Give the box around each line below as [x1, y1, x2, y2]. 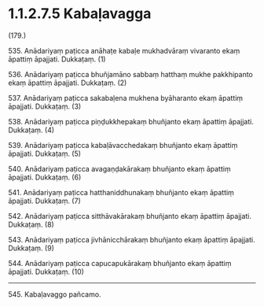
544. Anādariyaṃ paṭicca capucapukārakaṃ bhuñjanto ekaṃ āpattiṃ [8, 258, 232, 268]
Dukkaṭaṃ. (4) [8, 125, 55, 135]
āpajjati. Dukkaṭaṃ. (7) [8, 196, 81, 205]
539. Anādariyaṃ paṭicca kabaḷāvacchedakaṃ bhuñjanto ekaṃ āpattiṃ [8, 140, 238, 150]
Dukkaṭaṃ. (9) [8, 243, 55, 253]
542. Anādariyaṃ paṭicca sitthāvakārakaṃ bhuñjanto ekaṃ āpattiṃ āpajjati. [8, 211, 252, 220]
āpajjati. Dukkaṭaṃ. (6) [8, 172, 82, 182]
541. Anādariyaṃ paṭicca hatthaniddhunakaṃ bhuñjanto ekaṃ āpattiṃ [8, 187, 234, 197]
